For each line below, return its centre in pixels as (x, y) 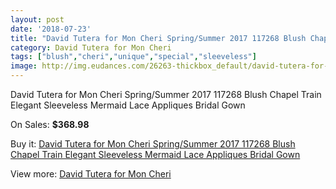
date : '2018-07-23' (51, 29)
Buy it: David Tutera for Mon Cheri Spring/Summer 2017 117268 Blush (153, 144)
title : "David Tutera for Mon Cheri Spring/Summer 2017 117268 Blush (158, 38)
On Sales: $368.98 (50, 124)
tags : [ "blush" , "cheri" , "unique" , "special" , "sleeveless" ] (133, 57)
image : (24, 66)
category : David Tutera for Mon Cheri (91, 47)
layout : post (37, 19)
